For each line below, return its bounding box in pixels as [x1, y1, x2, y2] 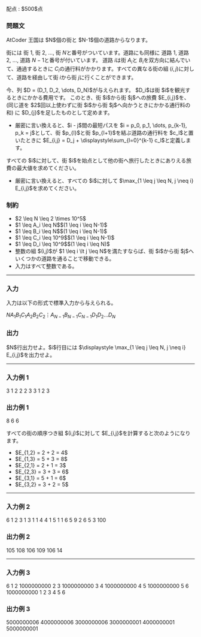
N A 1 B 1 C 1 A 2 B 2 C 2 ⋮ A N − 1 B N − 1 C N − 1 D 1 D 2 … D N [6, 311, 115, 320]
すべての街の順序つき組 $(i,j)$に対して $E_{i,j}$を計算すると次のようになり [6, 430, 191, 437]
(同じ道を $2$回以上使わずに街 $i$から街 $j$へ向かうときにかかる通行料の [6, 101, 191, 108]
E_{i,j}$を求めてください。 [14, 185, 80, 192]
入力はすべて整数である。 [14, 262, 78, 270]
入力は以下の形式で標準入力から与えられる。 [6, 299, 117, 307]
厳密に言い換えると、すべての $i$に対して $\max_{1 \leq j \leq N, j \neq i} [14, 177, 194, 184]
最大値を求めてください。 [16, 164, 80, 171]
